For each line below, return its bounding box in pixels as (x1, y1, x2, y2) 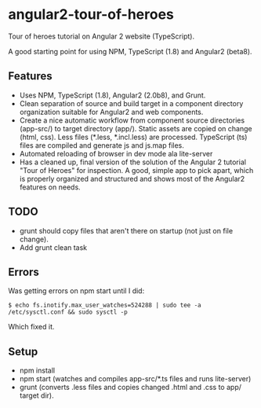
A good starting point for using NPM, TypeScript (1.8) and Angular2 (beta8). (8, 46, 252, 56)
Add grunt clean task (19, 242, 88, 252)
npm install (19, 366, 56, 375)
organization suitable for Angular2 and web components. (19, 107, 204, 116)
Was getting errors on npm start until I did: (8, 286, 145, 296)
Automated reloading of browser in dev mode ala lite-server (19, 149, 213, 158)
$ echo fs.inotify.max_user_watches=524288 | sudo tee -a (8, 301, 201, 310)
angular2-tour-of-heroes (8, 6, 175, 24)
